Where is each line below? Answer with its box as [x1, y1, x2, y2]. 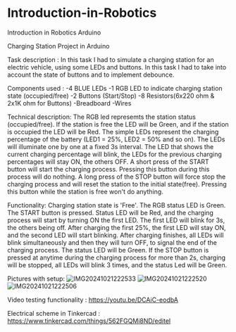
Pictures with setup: [7, 274, 66, 283]
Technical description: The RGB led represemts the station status [7, 113, 196, 121]
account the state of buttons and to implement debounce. [7, 70, 175, 79]
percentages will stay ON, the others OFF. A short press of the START [7, 157, 209, 166]
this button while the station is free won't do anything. [7, 187, 163, 196]
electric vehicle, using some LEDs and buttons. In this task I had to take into [7, 63, 227, 71]
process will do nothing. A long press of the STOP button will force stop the [7, 172, 226, 181]
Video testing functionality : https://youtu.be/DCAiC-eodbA [7, 295, 178, 304]
